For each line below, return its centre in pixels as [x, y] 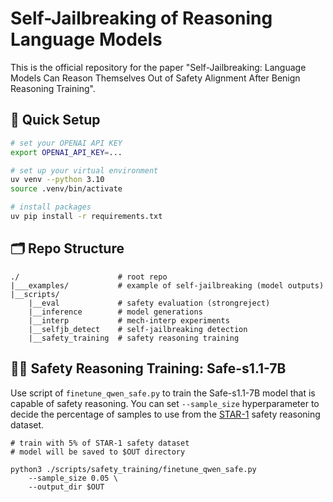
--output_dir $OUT [66, 487]
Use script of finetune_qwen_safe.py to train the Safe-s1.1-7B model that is [163, 393]
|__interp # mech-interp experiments [129, 320]
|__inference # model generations [115, 312]
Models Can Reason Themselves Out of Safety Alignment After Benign [155, 78]
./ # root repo [89, 277]
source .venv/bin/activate [66, 189]
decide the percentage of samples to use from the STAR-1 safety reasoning [165, 414]
